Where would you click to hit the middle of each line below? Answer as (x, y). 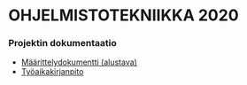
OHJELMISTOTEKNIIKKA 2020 (124, 15)
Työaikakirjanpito (52, 72)
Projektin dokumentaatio (62, 43)
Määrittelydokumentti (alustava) (79, 62)
